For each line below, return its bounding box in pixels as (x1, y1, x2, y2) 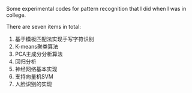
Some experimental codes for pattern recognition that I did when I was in (6, 5, 187, 12)
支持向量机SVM (14, 73, 54, 80)
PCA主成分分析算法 (14, 50, 63, 58)
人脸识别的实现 (14, 80, 52, 88)
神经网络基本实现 (14, 65, 58, 73)
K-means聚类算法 (14, 43, 59, 50)
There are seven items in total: (6, 23, 81, 30)
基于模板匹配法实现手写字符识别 (14, 35, 94, 43)
